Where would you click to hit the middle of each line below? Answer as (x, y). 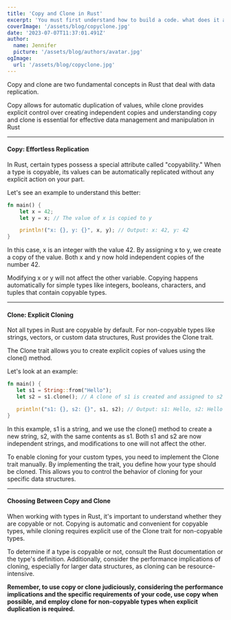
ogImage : (20, 59)
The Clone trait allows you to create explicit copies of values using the (107, 351)
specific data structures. (42, 479)
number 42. (24, 265)
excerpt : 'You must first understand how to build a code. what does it (113, 20)
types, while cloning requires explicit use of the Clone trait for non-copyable (115, 530)
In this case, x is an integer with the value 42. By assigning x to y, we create (114, 250)
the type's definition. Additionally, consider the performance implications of (114, 559)
